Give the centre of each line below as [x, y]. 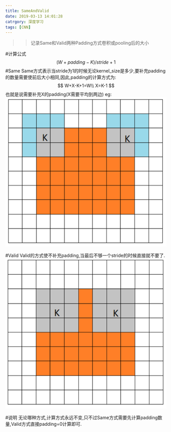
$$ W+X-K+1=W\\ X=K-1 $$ [86, 86]
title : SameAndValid [27, 11]
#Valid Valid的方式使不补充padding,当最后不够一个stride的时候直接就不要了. [85, 255]
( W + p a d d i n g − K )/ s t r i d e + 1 [86, 62]
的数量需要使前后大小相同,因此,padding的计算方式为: [61, 78]
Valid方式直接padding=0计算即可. [46, 424]
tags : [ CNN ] [18, 27]
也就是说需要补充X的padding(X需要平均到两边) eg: [58, 95]
